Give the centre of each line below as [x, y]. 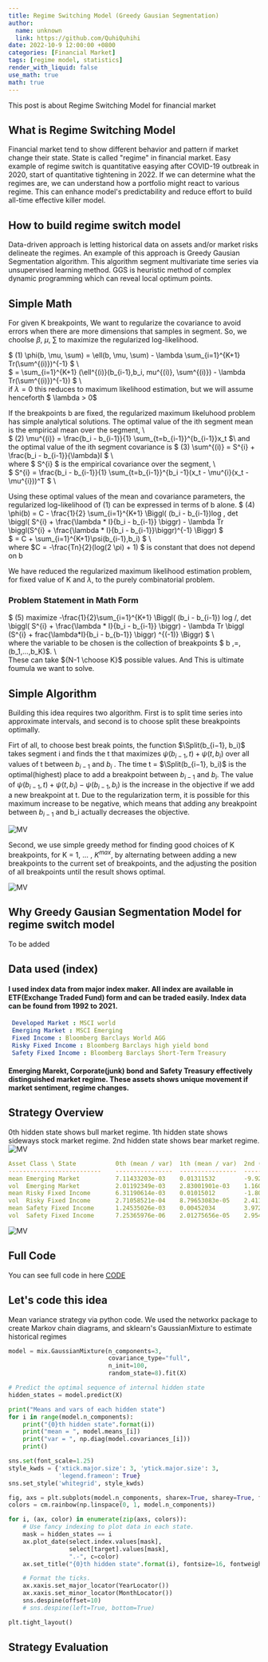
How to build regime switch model [95, 225]
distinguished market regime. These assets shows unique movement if [128, 1080]
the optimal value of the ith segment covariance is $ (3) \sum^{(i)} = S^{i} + [132, 447]
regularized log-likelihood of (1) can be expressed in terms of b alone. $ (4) [132, 504]
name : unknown [39, 30]
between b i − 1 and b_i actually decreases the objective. [99, 813]
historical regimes [38, 1336]
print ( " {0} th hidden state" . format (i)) [89, 1424]
